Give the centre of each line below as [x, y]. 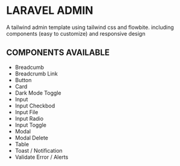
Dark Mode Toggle [38, 93]
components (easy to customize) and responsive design [76, 33]
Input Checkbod [35, 106]
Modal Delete [32, 138]
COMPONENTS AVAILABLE [58, 53]
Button [23, 80]
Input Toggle [31, 125]
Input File [26, 112]
